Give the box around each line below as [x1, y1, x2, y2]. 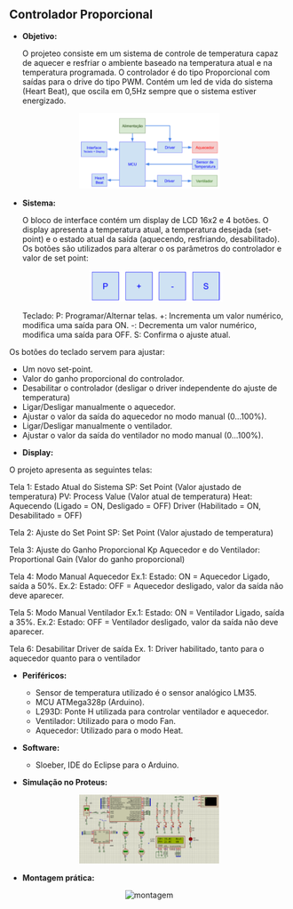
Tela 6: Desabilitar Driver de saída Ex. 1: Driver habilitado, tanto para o [9, 644, 265, 655]
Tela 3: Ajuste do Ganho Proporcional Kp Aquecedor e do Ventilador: [9, 544, 260, 555]
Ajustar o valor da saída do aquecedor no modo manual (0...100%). [21, 411, 267, 422]
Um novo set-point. [21, 364, 93, 374]
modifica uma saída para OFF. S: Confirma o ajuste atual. [21, 329, 231, 341]
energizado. [21, 95, 67, 106]
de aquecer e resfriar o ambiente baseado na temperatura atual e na [21, 57, 273, 68]
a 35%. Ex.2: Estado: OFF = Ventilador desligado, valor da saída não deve [9, 617, 279, 628]
